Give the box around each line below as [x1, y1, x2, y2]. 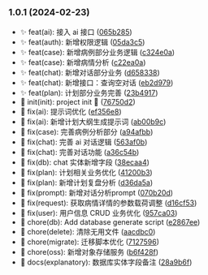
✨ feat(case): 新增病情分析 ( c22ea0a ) [19, 57, 146, 67]
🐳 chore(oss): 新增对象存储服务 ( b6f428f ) [19, 247, 159, 256]
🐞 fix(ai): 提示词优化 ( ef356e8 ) [19, 106, 122, 116]
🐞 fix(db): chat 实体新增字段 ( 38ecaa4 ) [19, 157, 150, 167]
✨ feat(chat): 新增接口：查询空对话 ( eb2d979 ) [19, 77, 174, 88]
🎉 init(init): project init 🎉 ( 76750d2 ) [19, 97, 136, 106]
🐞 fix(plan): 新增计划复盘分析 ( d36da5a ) [19, 178, 154, 187]
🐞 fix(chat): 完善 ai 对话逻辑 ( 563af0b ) [19, 137, 148, 147]
